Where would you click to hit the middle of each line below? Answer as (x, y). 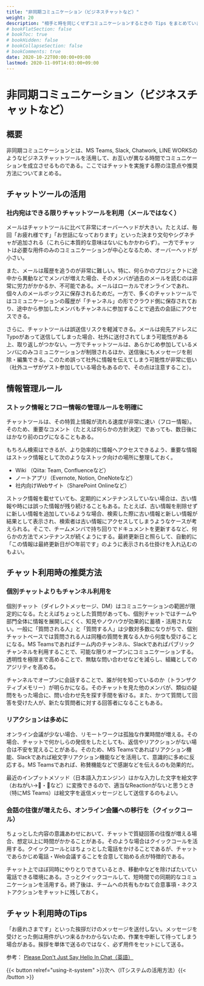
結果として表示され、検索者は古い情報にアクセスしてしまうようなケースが (99, 521)
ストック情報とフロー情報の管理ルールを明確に (75, 407)
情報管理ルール (34, 388)
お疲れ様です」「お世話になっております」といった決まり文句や (95, 235)
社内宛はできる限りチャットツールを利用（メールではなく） (93, 212)
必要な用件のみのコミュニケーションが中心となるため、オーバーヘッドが (107, 250)
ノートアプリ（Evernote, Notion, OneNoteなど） (75, 478)
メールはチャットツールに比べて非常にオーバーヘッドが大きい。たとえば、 (99, 227)
